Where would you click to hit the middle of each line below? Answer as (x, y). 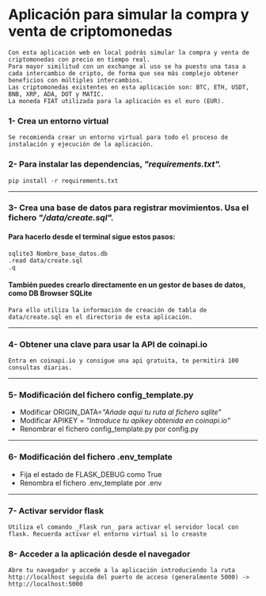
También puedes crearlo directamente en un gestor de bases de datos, (127, 285)
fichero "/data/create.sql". (61, 218)
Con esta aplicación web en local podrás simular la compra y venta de (129, 52)
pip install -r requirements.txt (63, 181)
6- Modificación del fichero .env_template (90, 457)
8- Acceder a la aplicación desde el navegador (99, 554)
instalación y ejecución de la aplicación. (81, 144)
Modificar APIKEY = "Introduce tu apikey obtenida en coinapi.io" (125, 421)
